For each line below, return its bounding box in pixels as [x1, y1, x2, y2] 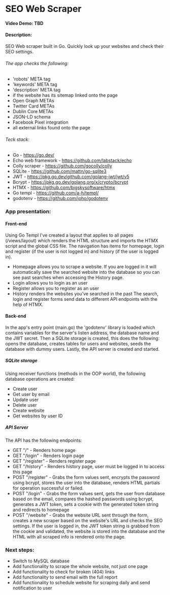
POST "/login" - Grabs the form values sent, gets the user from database [12, 490, 165, 496]
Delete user [12, 402, 37, 408]
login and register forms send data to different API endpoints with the [12, 296, 157, 302]
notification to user [12, 585, 52, 591]
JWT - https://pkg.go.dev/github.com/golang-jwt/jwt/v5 [12, 174, 129, 180]
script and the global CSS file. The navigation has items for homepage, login [5, 243, 164, 249]
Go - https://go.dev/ [12, 152, 55, 158]
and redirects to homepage [12, 506, 70, 513]
